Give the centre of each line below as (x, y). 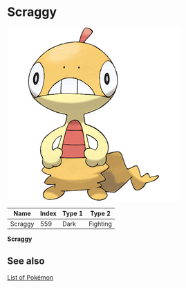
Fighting (101, 224)
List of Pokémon (30, 277)
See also (26, 261)
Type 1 (72, 214)
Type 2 (100, 214)
